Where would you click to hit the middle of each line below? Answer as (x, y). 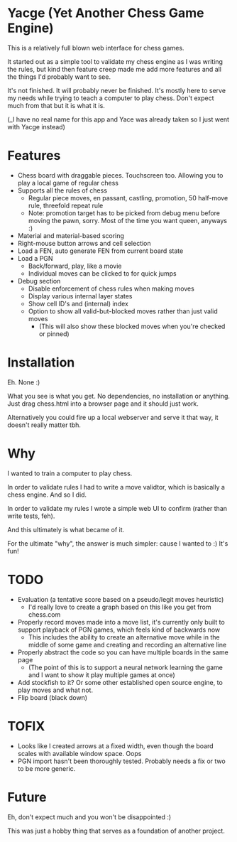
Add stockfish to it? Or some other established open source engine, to (120, 682)
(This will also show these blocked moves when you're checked (132, 326)
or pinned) (54, 334)
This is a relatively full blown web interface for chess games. (96, 48)
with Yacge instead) (37, 126)
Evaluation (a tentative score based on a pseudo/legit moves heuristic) (121, 599)
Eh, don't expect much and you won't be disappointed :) (89, 817)
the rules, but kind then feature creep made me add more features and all (115, 69)
